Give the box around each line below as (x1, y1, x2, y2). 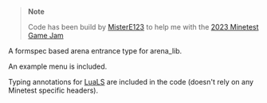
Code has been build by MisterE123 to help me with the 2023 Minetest (27, 22, 259, 31)
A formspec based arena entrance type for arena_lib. (8, 46, 183, 55)
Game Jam (27, 31, 64, 40)
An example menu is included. (8, 61, 108, 71)
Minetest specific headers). (8, 85, 98, 95)
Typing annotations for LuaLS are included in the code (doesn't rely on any (8, 77, 253, 86)
